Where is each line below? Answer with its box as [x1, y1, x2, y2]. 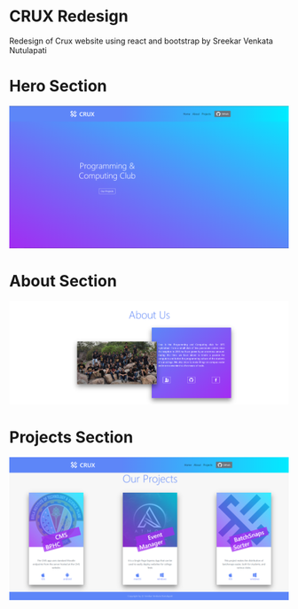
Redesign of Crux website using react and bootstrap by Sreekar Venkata [9, 35, 273, 46]
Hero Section [9, 76, 108, 97]
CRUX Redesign [9, 6, 129, 27]
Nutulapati [9, 44, 47, 55]
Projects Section [9, 427, 134, 448]
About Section [9, 270, 117, 291]
